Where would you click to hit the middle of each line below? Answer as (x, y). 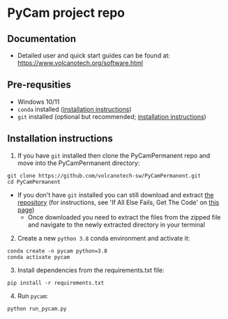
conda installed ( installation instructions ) (74, 109)
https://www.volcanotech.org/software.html (80, 63)
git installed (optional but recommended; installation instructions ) (112, 116)
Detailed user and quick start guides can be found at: (94, 55)
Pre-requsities (39, 85)
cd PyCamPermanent (34, 182)
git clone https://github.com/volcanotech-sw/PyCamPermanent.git (104, 176)
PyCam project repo (66, 13)
